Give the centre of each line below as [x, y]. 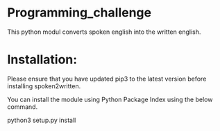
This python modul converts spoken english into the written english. [104, 32]
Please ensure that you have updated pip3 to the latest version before [107, 79]
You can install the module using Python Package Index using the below [110, 99]
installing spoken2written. [44, 86]
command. [23, 107]
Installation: [42, 60]
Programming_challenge [79, 13]
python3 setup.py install [42, 120]
